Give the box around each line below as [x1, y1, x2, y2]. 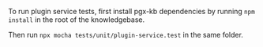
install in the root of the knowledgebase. [8, 15, 145, 24]
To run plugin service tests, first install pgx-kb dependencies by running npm [8, 7, 255, 16]
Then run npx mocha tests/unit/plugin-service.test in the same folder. [8, 31, 243, 39]
